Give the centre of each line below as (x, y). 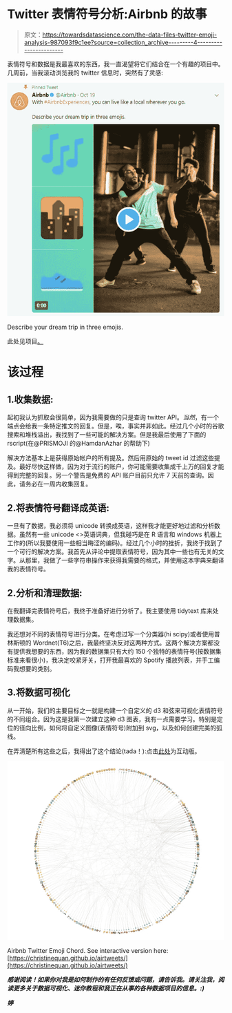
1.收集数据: (30, 399)
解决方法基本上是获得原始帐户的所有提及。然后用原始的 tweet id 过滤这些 (111, 458)
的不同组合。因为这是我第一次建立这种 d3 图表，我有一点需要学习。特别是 (112, 719)
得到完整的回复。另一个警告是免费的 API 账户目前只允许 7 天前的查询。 (108, 475)
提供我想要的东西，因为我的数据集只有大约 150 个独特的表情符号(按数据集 (117, 651)
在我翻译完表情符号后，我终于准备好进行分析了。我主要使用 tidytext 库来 (110, 610)
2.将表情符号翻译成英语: (59, 508)
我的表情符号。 (28, 569)
